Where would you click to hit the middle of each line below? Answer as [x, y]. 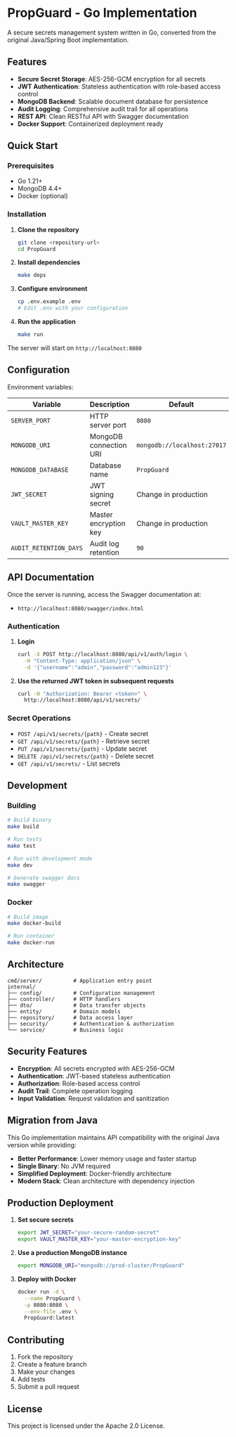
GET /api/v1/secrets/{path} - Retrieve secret [83, 741]
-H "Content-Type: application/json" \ [83, 661]
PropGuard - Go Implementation [103, 13]
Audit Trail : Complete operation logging [75, 1090]
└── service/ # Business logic [66, 1030]
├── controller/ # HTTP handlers [64, 999]
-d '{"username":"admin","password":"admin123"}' [98, 667]
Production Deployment [60, 1203]
